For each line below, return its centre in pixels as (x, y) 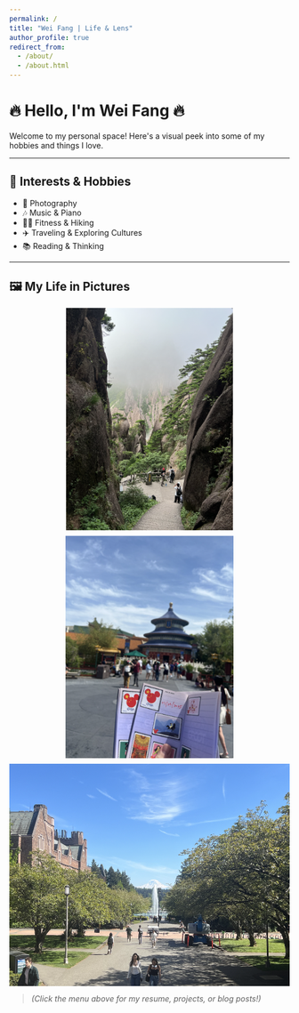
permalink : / (33, 19)
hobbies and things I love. (57, 145)
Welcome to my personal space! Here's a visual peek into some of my (137, 136)
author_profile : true (49, 37)
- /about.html (43, 66)
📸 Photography (49, 203)
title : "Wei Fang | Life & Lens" (71, 28)
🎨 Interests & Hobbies (70, 182)
